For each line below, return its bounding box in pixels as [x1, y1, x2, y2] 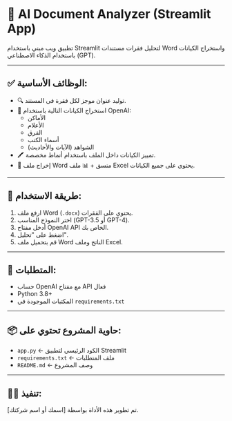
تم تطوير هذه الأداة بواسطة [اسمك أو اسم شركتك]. [7, 406, 139, 413]
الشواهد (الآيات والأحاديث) [27, 143, 95, 151]
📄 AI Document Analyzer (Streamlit [7, 6, 211, 22]
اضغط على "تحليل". [17, 231, 68, 239]
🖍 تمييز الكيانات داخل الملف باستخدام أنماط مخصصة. [17, 150, 156, 159]
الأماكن [27, 113, 46, 121]
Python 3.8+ [17, 290, 53, 298]
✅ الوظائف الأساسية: [7, 77, 88, 89]
